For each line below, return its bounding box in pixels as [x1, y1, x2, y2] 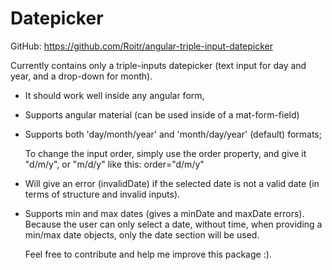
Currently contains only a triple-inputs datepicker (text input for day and [10, 59, 307, 71]
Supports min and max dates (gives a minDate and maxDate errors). [24, 207, 305, 219]
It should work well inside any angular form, [24, 89, 205, 101]
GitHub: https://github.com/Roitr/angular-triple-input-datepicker [10, 40, 274, 52]
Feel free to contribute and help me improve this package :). [24, 248, 272, 260]
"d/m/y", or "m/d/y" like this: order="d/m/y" [24, 158, 205, 170]
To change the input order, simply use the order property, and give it [24, 147, 307, 159]
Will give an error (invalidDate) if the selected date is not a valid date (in [24, 177, 320, 189]
